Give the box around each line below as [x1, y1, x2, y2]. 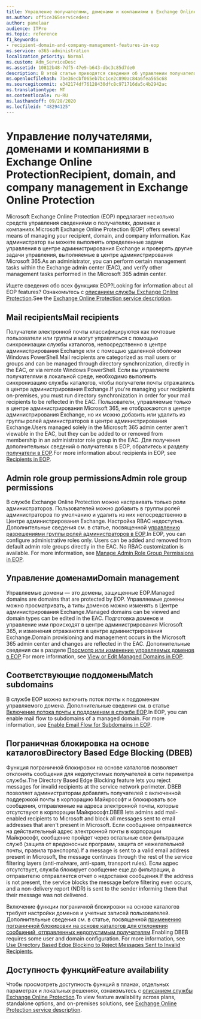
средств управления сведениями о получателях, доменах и [6, 220, 160, 227]
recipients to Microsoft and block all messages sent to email [27, 814, 175, 822]
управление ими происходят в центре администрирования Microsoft [6, 621, 183, 628]
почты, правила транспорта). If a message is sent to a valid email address [6, 847, 190, 854]
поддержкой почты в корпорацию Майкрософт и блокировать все [6, 796, 176, 803]
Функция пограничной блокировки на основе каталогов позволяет [6, 763, 178, 771]
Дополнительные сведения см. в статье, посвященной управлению [6, 524, 181, 531]
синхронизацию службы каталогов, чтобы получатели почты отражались [6, 379, 195, 386]
